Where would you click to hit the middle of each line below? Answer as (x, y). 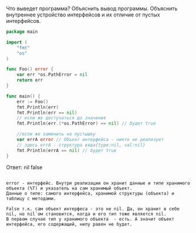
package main (22, 32)
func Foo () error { (30, 69)
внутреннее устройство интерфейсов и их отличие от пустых (83, 15)
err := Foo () (33, 102)
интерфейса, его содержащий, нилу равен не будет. (69, 224)
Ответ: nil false (24, 167)
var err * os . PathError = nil (52, 75)
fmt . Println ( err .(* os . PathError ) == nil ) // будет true (87, 124)
